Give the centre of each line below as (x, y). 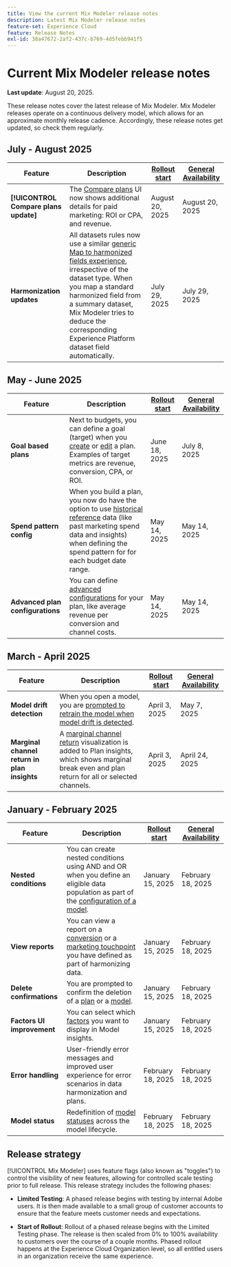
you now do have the (103, 500)
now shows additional (104, 197)
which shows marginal (96, 759)
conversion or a (91, 938)
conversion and (94, 623)
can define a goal (97, 429)
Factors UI (28, 1021)
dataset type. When (101, 278)
